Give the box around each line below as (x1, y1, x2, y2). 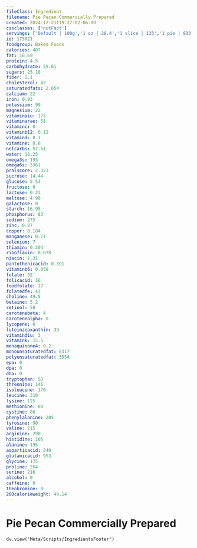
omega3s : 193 (6, 157, 38, 163)
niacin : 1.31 (6, 255, 38, 261)
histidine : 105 (6, 437, 44, 442)
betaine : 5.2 (6, 299, 38, 306)
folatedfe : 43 (6, 288, 41, 294)
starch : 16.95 (6, 206, 41, 212)
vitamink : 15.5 (6, 337, 44, 344)
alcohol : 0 (6, 475, 33, 481)
